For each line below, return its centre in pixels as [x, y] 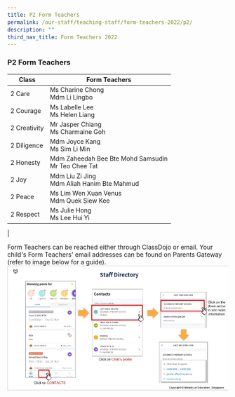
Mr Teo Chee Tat [74, 166]
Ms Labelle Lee [72, 107]
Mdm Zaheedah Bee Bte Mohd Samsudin [109, 159]
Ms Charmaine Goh [78, 132]
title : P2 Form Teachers [43, 15]
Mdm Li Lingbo [72, 97]
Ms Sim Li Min [70, 149]
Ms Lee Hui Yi [70, 218]
